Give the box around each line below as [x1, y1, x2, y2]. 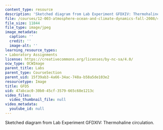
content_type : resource [5, 7, 53, 12]
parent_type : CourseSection [5, 70, 62, 75]
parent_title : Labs [5, 66, 45, 71]
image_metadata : [5, 30, 38, 34]
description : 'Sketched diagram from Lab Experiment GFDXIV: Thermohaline [5, 12, 160, 16]
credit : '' [9, 39, 32, 44]
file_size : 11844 [5, 20, 40, 26]
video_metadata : [5, 102, 38, 107]
